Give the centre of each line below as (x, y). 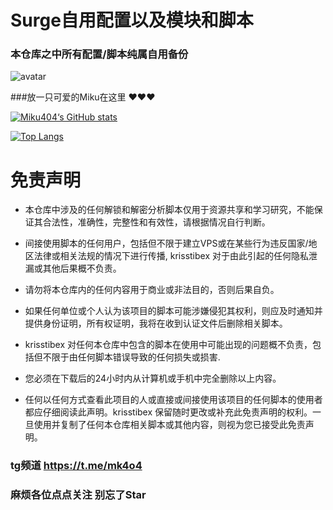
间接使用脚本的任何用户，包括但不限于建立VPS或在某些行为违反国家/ (166, 243)
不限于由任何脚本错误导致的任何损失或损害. (131, 357)
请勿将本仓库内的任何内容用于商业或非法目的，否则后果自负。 (152, 290)
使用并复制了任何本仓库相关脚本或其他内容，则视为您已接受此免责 (169, 425)
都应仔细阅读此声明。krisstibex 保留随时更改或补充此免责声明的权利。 (168, 412)
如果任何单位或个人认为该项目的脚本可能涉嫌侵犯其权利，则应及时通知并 (173, 311)
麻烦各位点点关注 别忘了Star (78, 495)
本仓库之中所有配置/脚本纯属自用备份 (99, 54)
